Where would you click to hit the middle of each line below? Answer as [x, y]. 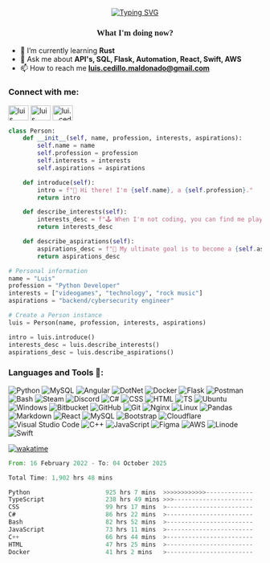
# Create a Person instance [55, 316]
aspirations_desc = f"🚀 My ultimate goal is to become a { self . [147, 249]
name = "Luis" [32, 278]
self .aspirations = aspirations [92, 168]
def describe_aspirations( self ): [79, 242]
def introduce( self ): [59, 182]
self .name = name [66, 146]
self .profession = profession [88, 153]
